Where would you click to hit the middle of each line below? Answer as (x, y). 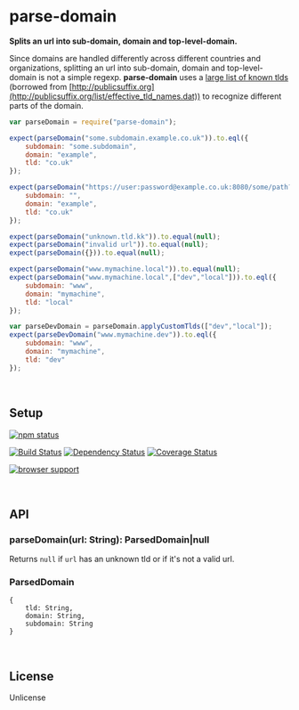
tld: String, (49, 608)
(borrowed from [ (41, 86)
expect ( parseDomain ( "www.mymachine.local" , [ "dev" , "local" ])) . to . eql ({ (143, 278)
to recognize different (242, 96)
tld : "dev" (45, 359)
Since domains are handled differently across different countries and (135, 58)
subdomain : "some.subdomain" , (81, 146)
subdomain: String (59, 624)
